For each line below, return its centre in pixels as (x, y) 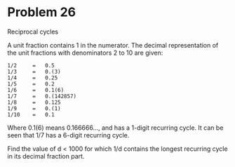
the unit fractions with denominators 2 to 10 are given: (85, 53)
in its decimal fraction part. (46, 156)
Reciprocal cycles (33, 32)
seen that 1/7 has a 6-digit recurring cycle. (68, 135)
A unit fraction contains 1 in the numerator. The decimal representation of (113, 45)
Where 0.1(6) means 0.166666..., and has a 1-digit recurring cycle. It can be (115, 128)
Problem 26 (41, 12)
